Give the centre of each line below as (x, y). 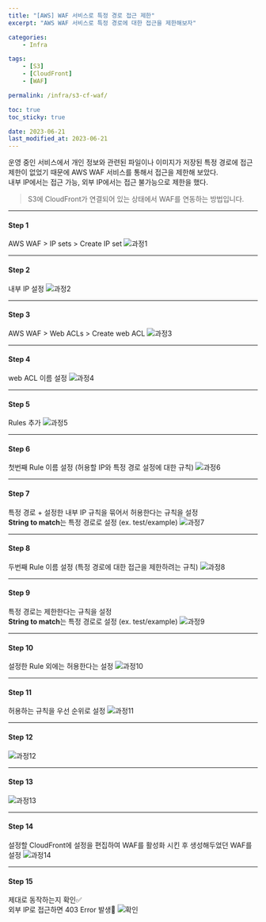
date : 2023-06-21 (37, 132)
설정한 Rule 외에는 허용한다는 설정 (61, 667)
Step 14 (21, 827)
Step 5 (19, 404)
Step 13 (21, 782)
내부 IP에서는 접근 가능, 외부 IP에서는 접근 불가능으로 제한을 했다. (108, 182)
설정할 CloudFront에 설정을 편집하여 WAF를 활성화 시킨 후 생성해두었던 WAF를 (130, 845)
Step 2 (19, 270)
